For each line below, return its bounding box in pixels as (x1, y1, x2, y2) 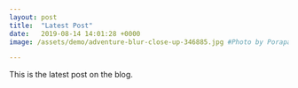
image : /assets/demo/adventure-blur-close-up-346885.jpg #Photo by (9, 37, 264, 47)
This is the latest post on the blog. (9, 70, 133, 80)
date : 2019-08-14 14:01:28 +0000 (9, 29, 141, 38)
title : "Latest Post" (9, 21, 93, 30)
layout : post (9, 12, 58, 22)
